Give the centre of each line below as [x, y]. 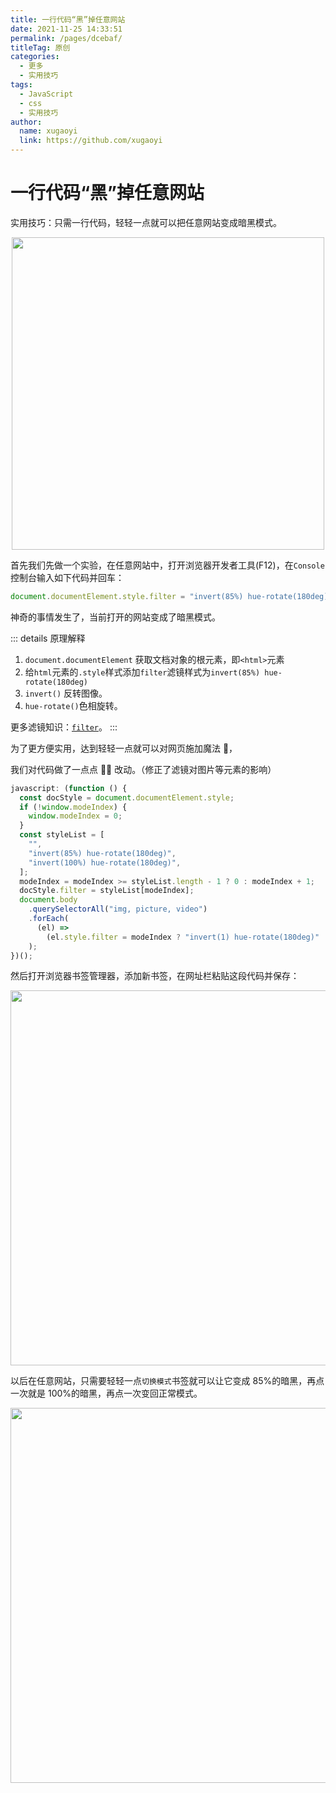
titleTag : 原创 [40, 47]
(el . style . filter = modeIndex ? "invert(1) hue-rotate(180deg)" [183, 937]
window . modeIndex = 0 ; [75, 816]
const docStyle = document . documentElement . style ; [127, 797]
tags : [21, 85]
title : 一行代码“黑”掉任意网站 [68, 19]
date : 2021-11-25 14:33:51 [66, 29]
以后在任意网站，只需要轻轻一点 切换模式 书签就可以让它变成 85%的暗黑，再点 [167, 1381]
